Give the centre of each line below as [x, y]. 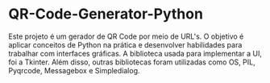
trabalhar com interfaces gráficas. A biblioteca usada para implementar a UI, [135, 53]
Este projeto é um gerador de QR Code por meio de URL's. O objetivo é [126, 36]
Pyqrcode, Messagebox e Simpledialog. [74, 70]
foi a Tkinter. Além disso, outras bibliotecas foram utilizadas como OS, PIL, [132, 62]
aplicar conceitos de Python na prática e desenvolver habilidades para [125, 44]
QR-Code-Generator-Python [106, 14]
